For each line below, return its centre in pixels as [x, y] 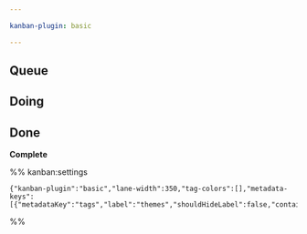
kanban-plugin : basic [51, 25]
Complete [29, 155]
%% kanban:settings [49, 172]
